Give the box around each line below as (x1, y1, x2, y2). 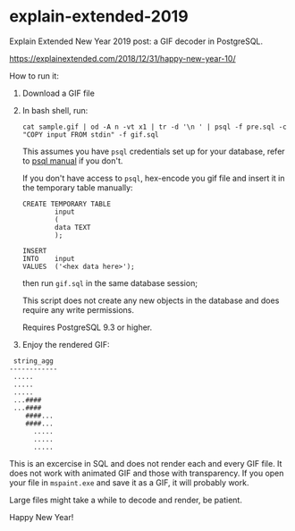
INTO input (21, 254, 75, 263)
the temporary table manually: (21, 181, 133, 193)
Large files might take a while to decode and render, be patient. (9, 494, 243, 505)
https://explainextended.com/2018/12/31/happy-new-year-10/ (9, 53, 236, 63)
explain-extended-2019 (9, 6, 190, 27)
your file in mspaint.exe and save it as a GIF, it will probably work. (9, 476, 249, 488)
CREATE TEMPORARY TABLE (21, 199, 112, 208)
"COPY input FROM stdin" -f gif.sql (21, 130, 159, 139)
